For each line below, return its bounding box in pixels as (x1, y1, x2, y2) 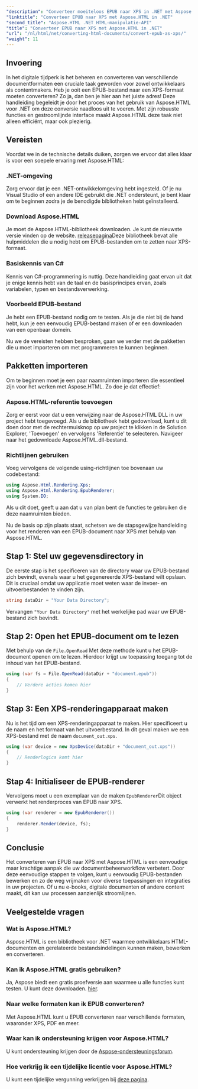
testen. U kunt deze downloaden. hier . (6, 985, 99, 992)
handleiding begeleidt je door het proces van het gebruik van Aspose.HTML (6, 99, 191, 106)
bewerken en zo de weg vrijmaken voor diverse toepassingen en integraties (6, 877, 191, 884)
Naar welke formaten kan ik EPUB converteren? (6, 1000, 145, 1008)
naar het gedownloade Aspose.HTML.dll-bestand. (6, 436, 128, 443)
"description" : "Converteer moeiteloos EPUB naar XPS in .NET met (6, 8, 173, 15)
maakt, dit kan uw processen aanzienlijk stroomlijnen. (6, 890, 137, 897)
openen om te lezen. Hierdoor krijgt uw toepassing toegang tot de (32, 653, 193, 660)
